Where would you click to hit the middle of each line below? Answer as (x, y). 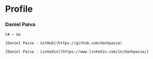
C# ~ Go (13, 35)
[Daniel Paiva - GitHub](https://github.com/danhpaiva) (64, 43)
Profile (19, 9)
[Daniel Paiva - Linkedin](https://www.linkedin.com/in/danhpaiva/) (77, 52)
